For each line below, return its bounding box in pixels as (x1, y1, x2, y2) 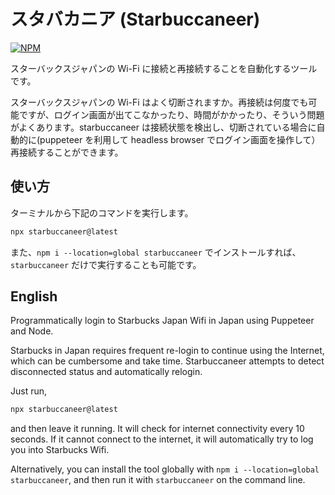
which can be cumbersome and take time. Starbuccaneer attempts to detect (10, 355, 325, 367)
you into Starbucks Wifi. (10, 444, 110, 456)
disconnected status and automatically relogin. (10, 366, 203, 378)
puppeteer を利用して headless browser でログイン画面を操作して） (39, 133, 321, 145)
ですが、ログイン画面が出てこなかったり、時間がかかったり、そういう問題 (18, 108, 325, 120)
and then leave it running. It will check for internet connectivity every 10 (10, 423, 305, 435)
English (10, 288, 58, 305)
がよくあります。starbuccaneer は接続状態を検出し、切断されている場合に (10, 121, 317, 133)
